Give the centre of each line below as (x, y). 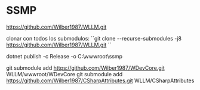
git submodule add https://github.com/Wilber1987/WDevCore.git (86, 68)
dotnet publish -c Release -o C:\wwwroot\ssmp (64, 56)
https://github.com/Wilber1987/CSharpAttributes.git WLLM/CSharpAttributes (100, 80)
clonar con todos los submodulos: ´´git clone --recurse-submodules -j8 (94, 38)
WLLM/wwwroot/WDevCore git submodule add (64, 74)
